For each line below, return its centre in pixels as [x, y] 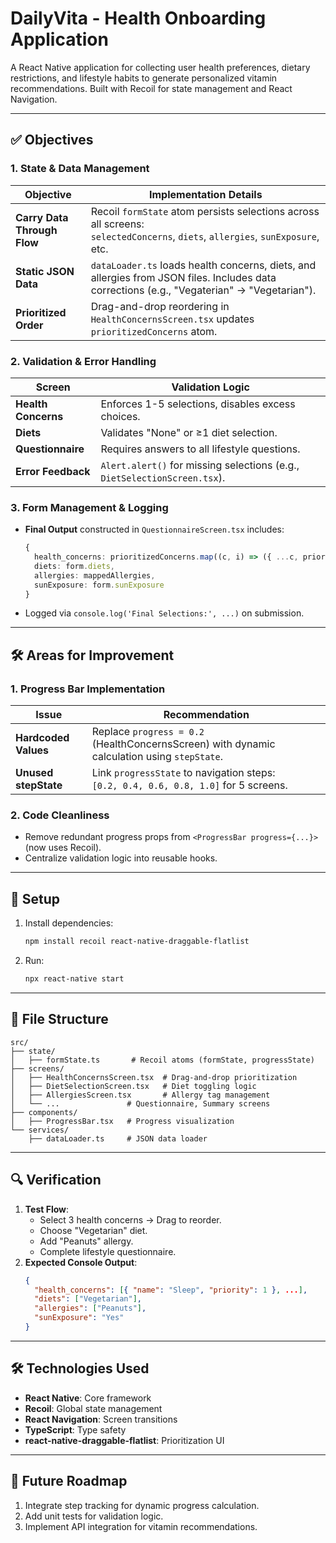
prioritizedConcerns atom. [154, 331]
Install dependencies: [69, 923]
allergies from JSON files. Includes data [183, 277]
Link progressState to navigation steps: [183, 773]
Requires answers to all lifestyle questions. [200, 449]
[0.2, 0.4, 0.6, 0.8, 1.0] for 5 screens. [189, 785]
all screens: [117, 224]
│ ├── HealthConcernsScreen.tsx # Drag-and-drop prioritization [154, 1077]
